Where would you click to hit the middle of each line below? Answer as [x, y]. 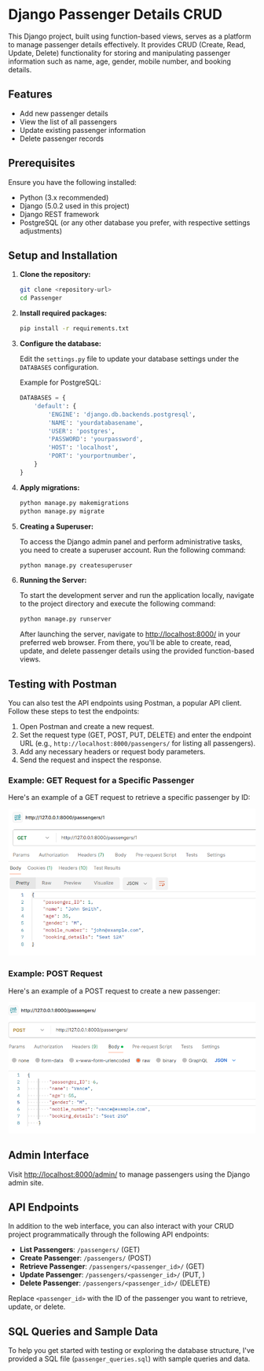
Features [30, 95]
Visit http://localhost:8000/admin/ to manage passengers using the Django [129, 1174]
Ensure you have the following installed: [73, 182]
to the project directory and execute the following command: [117, 604]
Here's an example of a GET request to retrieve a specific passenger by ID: [129, 798]
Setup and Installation [63, 255]
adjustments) [41, 230]
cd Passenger [41, 298]
